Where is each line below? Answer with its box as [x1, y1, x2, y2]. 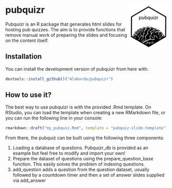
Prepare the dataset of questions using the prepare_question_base [12, 156, 154, 162]
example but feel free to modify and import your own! [12, 150, 125, 156]
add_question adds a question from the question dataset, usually [12, 166, 149, 173]
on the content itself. [5, 37, 49, 44]
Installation [5, 52, 42, 61]
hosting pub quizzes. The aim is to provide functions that [5, 26, 125, 32]
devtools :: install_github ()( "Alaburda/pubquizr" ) [5, 76, 114, 81]
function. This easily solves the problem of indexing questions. [12, 161, 145, 168]
